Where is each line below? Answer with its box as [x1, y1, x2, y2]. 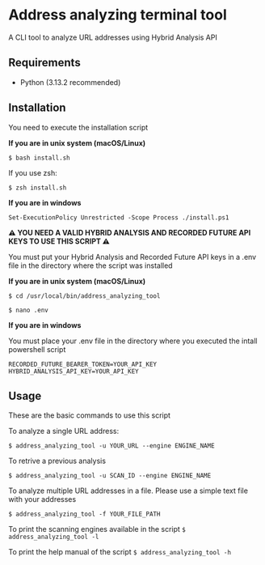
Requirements [8, 56, 81, 70]
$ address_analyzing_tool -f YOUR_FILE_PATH [8, 510, 161, 519]
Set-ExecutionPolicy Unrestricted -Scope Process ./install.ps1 [8, 213, 229, 222]
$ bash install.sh [8, 154, 70, 162]
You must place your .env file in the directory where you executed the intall [8, 336, 258, 346]
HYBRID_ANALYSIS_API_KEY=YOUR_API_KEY [8, 367, 139, 376]
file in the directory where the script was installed [8, 261, 173, 270]
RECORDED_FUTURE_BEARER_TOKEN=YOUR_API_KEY [8, 360, 158, 368]
